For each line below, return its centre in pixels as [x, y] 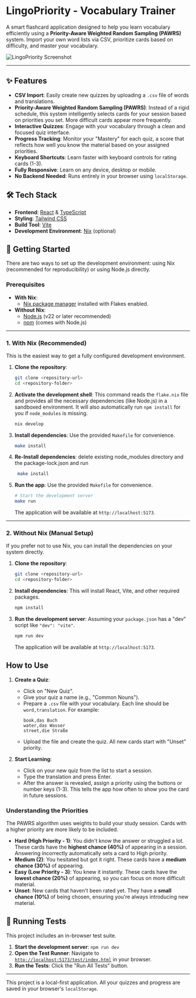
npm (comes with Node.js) [55, 322]
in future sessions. [45, 795]
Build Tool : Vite [33, 224]
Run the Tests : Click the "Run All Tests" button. [71, 965]
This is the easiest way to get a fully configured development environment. [96, 356]
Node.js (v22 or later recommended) [67, 316]
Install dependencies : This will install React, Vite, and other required [97, 591]
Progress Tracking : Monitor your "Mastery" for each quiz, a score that [99, 138]
